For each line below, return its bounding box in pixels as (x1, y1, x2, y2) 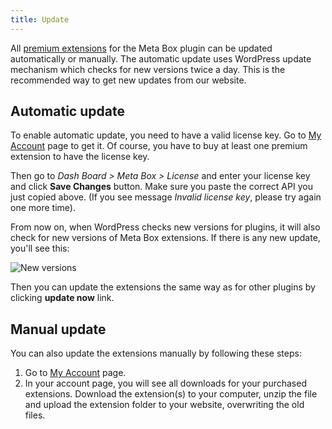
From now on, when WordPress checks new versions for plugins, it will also (10, 221, 321, 233)
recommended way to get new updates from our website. (10, 74, 247, 86)
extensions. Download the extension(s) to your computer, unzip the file (24, 388, 318, 400)
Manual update (10, 321, 107, 338)
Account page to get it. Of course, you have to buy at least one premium (10, 140, 308, 152)
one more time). (10, 202, 76, 214)
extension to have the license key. (10, 151, 150, 163)
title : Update (10, 14, 70, 25)
